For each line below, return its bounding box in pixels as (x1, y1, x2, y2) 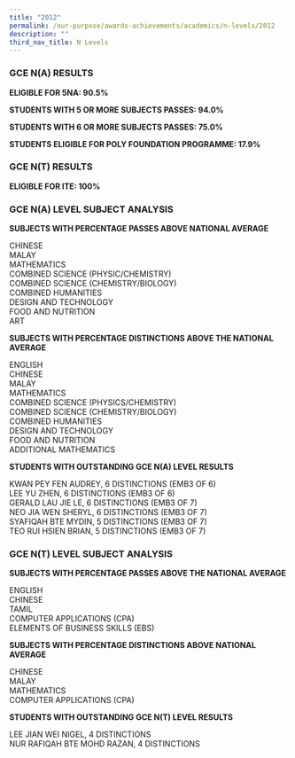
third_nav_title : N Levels (9, 37, 109, 47)
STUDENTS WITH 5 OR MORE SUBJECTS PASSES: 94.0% (9, 104, 224, 115)
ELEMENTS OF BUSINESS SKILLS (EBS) (9, 622, 155, 634)
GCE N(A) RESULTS (9, 67, 94, 80)
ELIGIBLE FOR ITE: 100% (9, 181, 101, 191)
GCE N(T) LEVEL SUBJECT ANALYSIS (9, 548, 173, 560)
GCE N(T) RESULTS (9, 160, 93, 173)
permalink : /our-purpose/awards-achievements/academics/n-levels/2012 (9, 21, 276, 30)
